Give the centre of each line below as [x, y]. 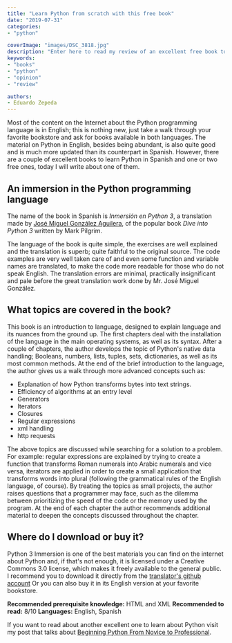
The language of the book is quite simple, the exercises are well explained [112, 244]
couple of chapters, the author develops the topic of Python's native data [111, 348]
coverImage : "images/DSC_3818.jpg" [58, 46]
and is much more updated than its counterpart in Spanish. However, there [113, 152]
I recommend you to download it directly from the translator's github [104, 576]
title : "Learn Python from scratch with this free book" [91, 13]
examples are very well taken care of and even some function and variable [113, 259]
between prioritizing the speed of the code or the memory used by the [107, 500]
